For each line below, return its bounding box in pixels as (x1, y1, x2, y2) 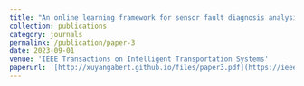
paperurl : (9, 64, 47, 73)
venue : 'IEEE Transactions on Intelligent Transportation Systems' (9, 55, 270, 64)
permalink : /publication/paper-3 (9, 38, 136, 47)
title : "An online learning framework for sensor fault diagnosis (9, 13, 265, 22)
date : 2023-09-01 (9, 47, 75, 56)
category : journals (9, 30, 83, 39)
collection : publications (9, 21, 107, 30)
